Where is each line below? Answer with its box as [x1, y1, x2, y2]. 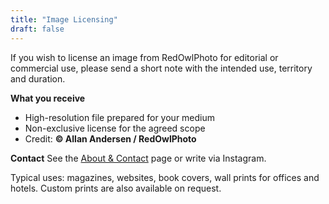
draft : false [10, 24, 65, 34]
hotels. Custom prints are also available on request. [10, 182, 222, 194]
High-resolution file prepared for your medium [24, 111, 216, 123]
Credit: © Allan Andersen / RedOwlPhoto [24, 132, 197, 145]
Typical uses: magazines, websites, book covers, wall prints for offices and [10, 171, 320, 183]
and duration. [10, 72, 66, 85]
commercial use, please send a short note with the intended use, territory [10, 62, 313, 74]
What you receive [10, 92, 86, 104]
